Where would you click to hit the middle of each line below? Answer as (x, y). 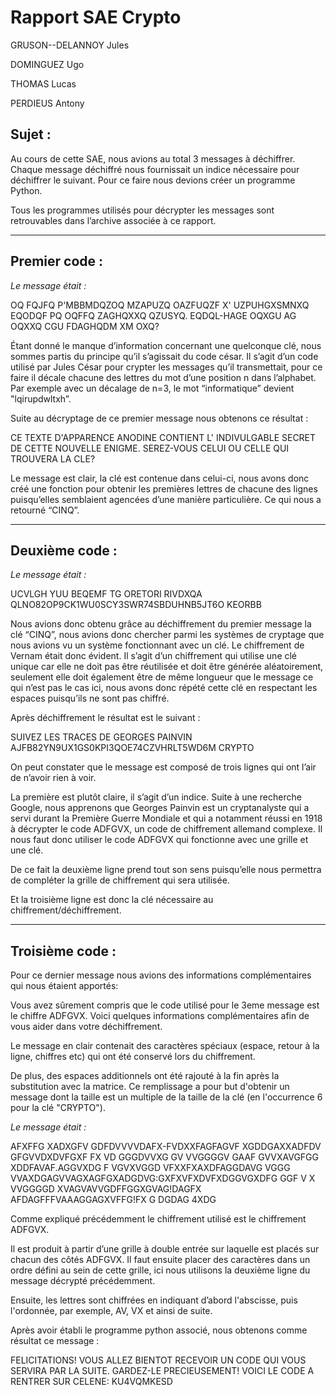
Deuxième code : (64, 550)
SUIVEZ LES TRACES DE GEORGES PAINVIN (101, 737)
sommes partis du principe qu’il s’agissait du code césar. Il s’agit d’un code (164, 356)
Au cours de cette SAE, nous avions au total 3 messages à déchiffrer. (153, 158)
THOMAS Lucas (43, 83)
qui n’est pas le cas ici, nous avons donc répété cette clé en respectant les (164, 688)
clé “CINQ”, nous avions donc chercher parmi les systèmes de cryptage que (167, 635)
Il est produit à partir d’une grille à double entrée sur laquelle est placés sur (165, 1249)
